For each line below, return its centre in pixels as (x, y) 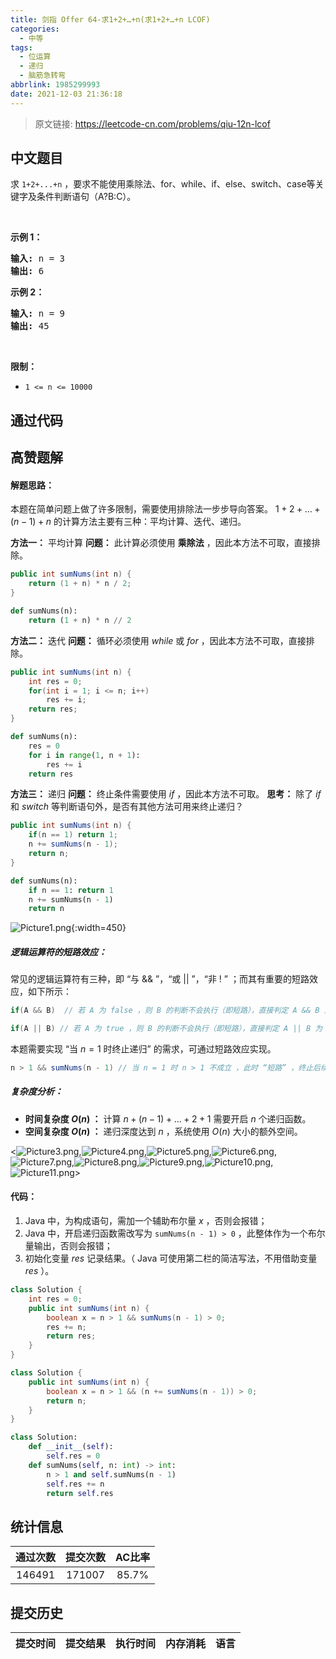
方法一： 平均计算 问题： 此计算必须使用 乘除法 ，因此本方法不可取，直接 (161, 543)
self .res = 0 (73, 1456)
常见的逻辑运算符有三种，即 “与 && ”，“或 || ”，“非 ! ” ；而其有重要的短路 (160, 979)
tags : (21, 47)
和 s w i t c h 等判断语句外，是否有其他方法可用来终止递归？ (127, 807)
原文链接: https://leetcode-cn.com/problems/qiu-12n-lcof (152, 123)
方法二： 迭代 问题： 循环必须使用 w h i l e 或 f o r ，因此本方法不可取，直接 (158, 640)
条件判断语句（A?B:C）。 (86, 197)
